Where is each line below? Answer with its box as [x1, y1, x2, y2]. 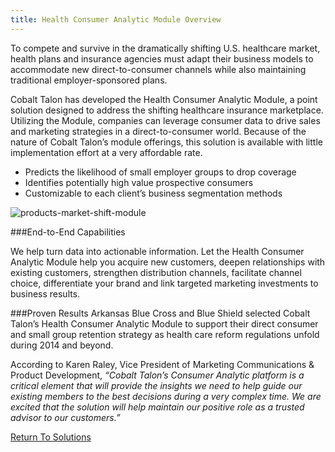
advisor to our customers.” [10, 411, 121, 423]
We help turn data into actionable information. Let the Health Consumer [10, 245, 305, 257]
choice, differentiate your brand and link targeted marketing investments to [10, 277, 319, 289]
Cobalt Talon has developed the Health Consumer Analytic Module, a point [10, 93, 318, 105]
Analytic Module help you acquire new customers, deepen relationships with [10, 256, 326, 268]
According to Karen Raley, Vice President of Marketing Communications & [10, 358, 315, 370]
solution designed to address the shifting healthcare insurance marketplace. [10, 104, 324, 116]
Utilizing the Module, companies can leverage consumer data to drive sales [10, 114, 321, 126]
